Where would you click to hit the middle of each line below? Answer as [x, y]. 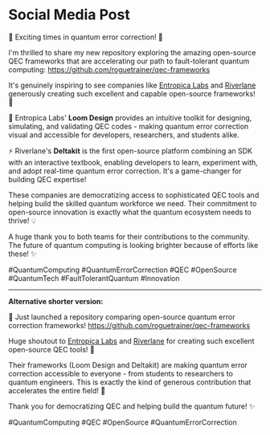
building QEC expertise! [47, 179]
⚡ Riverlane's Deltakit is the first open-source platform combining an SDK [131, 151]
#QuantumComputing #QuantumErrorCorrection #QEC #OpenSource [123, 270]
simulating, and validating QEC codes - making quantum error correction [129, 126]
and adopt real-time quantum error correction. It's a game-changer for [125, 171]
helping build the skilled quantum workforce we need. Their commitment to [133, 203]
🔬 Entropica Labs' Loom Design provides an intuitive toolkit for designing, [130, 117]
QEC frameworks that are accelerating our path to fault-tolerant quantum [129, 61]
